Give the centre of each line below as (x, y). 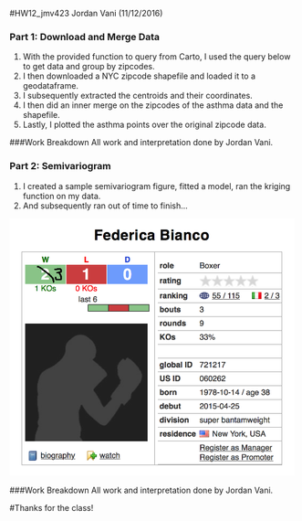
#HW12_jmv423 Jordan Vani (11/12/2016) (86, 13)
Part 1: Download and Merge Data (85, 37)
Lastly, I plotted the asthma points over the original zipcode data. (144, 125)
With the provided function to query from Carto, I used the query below (156, 57)
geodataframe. (51, 86)
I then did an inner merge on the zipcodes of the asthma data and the (153, 105)
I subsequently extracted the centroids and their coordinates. (137, 96)
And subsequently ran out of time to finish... (105, 206)
